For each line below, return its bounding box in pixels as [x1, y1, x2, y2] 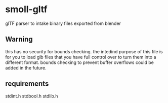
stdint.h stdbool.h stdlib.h [5, 93, 58, 99]
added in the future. [5, 64, 47, 71]
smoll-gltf [5, 4, 48, 15]
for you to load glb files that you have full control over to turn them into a [5, 54, 156, 60]
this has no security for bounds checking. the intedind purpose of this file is [5, 48, 163, 54]
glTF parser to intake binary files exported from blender [5, 20, 121, 26]
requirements [5, 80, 49, 88]
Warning [5, 35, 33, 44]
